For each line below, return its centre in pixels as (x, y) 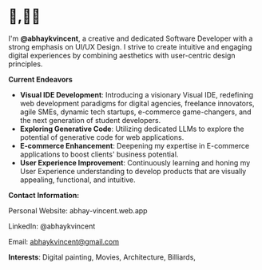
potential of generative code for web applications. (102, 137)
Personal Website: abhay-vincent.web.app (78, 210)
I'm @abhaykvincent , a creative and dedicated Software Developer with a (131, 38)
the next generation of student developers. (90, 120)
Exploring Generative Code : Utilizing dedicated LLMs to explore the (132, 129)
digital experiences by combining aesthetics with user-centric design (122, 55)
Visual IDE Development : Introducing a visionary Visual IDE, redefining (137, 94)
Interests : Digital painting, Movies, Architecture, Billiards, (102, 257)
